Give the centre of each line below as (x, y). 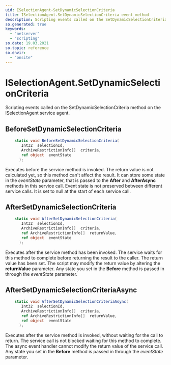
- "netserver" (25, 34)
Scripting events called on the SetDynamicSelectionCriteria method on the (83, 108)
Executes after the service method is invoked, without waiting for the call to (84, 335)
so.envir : (16, 53)
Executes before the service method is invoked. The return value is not (79, 169)
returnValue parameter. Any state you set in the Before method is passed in (85, 269)
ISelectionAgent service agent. (38, 113)
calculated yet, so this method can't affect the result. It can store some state (85, 175)
